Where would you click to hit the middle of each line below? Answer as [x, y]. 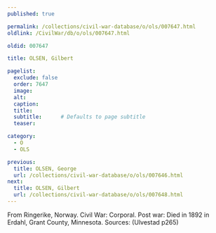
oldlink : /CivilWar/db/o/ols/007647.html [69, 33]
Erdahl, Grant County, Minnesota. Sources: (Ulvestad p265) [93, 222]
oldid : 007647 [28, 46]
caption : [26, 104]
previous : [22, 162]
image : [23, 91]
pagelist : [22, 71]
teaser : [25, 124]
